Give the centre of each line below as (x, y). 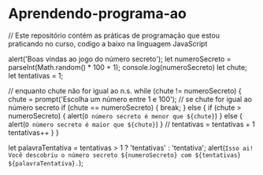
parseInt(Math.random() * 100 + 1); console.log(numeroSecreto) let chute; (128, 67)
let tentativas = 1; (36, 75)
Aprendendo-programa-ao (97, 14)
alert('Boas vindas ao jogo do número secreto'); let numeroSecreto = (120, 59)
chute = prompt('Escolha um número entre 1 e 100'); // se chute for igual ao (130, 99)
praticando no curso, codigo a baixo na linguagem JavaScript (108, 43)
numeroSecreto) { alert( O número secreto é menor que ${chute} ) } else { (125, 115)
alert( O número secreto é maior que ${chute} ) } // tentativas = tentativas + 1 (132, 124)
